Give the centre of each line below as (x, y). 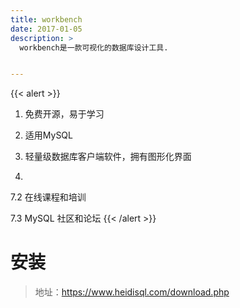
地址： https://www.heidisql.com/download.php (132, 292)
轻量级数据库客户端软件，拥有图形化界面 (108, 157)
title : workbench (46, 19)
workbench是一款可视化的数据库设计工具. (94, 47)
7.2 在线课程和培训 (48, 197)
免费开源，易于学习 (64, 114)
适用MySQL (48, 135)
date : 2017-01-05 (46, 29)
